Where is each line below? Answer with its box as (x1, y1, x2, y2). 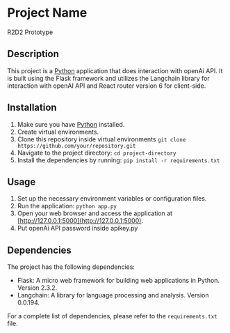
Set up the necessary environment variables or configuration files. (17, 194, 207, 203)
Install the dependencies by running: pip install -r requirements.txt (17, 155, 220, 164)
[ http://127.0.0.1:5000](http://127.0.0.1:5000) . (17, 217, 144, 225)
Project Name (7, 5, 88, 21)
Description (7, 48, 59, 60)
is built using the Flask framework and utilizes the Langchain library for (7, 74, 210, 82)
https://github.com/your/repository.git (17, 142, 136, 149)
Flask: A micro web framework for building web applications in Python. (17, 277, 220, 285)
